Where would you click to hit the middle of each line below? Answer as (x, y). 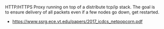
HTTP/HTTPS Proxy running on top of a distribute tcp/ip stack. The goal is (80, 7)
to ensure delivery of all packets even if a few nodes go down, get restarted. (82, 12)
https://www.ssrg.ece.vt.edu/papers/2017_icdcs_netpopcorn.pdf (77, 22)
